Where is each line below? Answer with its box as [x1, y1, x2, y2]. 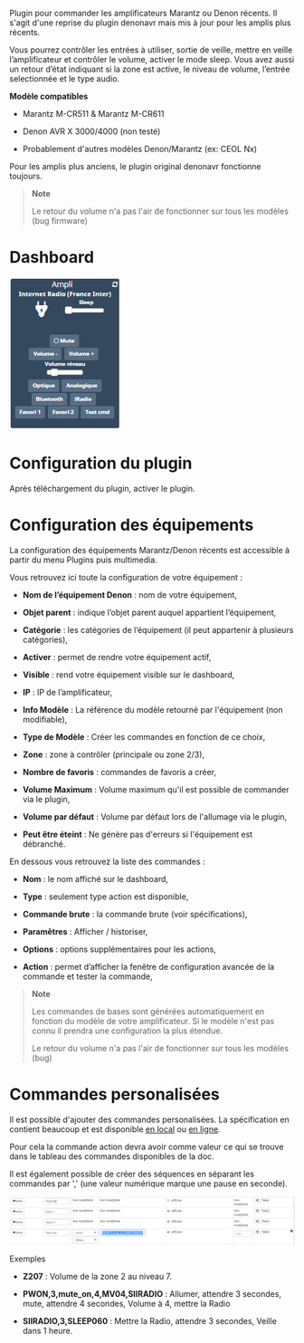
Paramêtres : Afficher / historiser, [22, 926, 148, 936]
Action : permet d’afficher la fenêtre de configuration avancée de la [22, 961, 275, 972]
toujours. [9, 171, 43, 181]
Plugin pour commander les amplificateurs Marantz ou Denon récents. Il [9, 8, 278, 18]
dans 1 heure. [22, 1326, 73, 1337]
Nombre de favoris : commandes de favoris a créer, [22, 766, 217, 777]
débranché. [22, 838, 66, 849]
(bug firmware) [31, 216, 89, 225]
